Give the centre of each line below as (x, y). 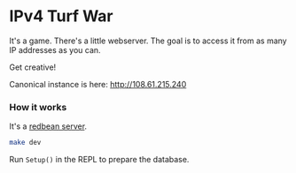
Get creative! (33, 67)
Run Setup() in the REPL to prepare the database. (99, 160)
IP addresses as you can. (55, 49)
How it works (38, 107)
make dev (25, 143)
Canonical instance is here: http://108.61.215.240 (98, 84)
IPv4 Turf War (61, 16)
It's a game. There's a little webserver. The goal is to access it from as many (148, 41)
